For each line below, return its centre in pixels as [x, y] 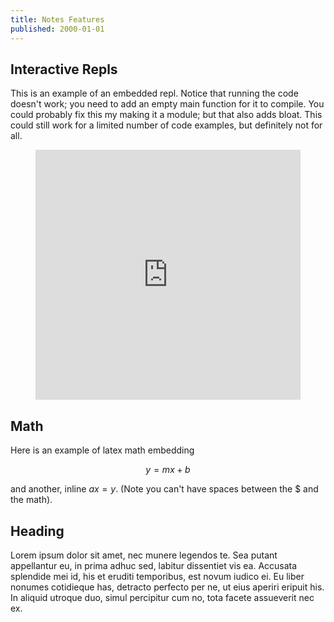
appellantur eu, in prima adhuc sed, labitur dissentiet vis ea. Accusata [154, 565]
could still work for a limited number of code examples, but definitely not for [166, 125]
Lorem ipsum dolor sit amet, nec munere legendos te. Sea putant [144, 555]
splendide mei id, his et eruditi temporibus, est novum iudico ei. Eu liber [157, 576]
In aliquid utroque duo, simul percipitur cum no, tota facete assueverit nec [162, 597]
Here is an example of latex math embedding [102, 450]
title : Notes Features [57, 19]
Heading [37, 531]
